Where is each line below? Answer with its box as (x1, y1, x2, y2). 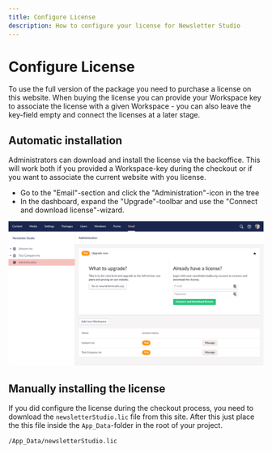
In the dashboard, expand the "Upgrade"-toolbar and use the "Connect (19, 197, 258, 207)
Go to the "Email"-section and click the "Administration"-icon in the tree (19, 188, 260, 198)
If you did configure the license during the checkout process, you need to (8, 404, 253, 413)
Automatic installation (8, 134, 123, 147)
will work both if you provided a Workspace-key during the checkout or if (8, 164, 253, 173)
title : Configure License (8, 13, 96, 21)
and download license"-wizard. (19, 205, 125, 215)
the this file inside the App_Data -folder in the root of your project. (8, 421, 223, 430)
